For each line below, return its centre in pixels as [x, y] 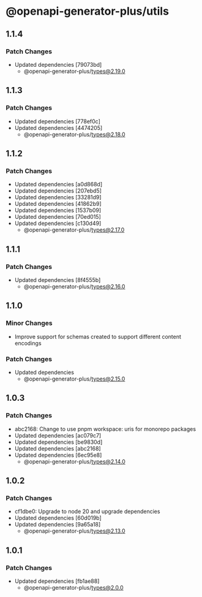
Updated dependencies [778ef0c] [57, 121]
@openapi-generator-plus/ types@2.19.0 [75, 71]
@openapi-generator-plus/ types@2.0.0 [73, 587]
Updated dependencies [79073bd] [58, 64]
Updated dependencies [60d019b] [58, 518]
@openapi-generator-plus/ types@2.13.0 [75, 531]
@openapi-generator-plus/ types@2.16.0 [74, 286]
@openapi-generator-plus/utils [88, 11]
